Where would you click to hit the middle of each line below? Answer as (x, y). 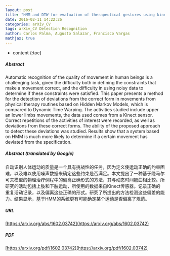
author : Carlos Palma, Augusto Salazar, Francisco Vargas (68, 34)
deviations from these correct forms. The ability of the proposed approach (83, 125)
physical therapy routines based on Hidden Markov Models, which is (77, 104)
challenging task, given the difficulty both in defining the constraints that (81, 82)
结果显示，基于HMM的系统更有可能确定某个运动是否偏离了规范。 (82, 199)
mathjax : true (20, 39)
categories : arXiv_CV (28, 24)
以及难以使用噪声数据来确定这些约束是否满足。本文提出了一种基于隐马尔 (89, 173)
